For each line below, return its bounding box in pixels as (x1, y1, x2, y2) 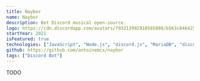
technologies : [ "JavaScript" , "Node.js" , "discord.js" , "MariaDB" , (6, 42, 177, 48)
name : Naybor (6, 14, 39, 20)
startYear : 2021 (6, 31, 46, 37)
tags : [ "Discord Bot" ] (6, 53, 62, 59)
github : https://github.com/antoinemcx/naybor (6, 47, 124, 53)
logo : (6, 25, 20, 31)
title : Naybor (6, 8, 42, 15)
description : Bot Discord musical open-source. (6, 20, 127, 25)
